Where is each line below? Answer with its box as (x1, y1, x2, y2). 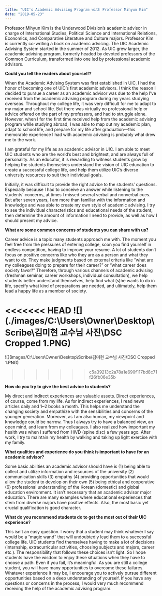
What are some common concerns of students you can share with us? (5, 227, 149, 233)
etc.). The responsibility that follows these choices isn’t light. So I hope (5, 549, 146, 555)
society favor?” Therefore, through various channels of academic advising (5, 267, 153, 273)
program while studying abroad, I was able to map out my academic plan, (5, 121, 151, 127)
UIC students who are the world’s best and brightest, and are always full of (5, 151, 154, 157)
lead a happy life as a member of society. (5, 288, 87, 294)
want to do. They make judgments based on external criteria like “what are (5, 257, 153, 263)
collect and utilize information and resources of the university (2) (5, 469, 134, 475)
